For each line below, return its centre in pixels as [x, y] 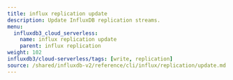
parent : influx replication [60, 46]
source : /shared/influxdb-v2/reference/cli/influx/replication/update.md [117, 65]
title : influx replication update [58, 14]
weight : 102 [24, 53]
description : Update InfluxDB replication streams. [84, 20]
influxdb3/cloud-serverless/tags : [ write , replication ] [90, 59]
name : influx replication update [68, 40]
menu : [15, 26]
